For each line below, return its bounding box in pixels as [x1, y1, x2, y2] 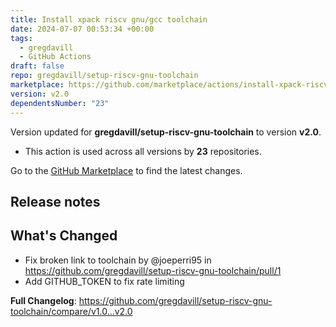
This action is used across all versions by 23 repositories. [24, 145, 262, 157]
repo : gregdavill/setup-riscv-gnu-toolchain [10, 71, 199, 81]
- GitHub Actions [19, 52, 92, 62]
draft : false [10, 61, 65, 71]
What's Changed [10, 227, 118, 245]
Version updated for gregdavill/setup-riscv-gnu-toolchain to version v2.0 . [10, 126, 322, 138]
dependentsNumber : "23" [10, 98, 110, 108]
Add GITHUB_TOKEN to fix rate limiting [24, 275, 185, 287]
